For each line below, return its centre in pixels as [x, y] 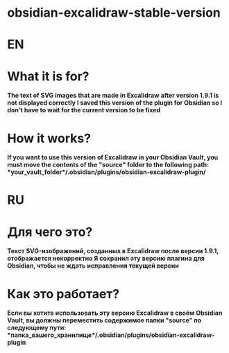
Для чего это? [50, 232]
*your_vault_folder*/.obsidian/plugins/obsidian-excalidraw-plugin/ [107, 172]
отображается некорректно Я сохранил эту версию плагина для [106, 259]
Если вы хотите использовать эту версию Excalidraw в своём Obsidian [115, 313]
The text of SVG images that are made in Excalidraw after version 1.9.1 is [113, 96]
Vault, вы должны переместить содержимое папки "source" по [104, 320]
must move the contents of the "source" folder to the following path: [108, 165]
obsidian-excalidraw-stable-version [114, 13]
